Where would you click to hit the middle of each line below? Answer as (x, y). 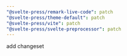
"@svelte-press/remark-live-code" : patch (60, 12)
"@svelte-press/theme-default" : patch (56, 18)
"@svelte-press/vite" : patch (43, 23)
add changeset (25, 46)
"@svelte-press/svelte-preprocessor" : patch (64, 29)
